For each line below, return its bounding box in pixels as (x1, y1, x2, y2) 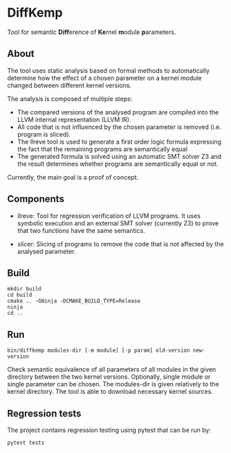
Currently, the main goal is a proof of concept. (7, 173, 139, 181)
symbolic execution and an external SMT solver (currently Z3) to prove (17, 219, 219, 227)
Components (7, 193, 64, 205)
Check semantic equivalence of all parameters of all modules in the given (7, 366, 216, 374)
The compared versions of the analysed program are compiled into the (17, 108, 219, 116)
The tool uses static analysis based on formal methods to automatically (7, 66, 210, 74)
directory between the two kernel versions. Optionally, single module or (7, 373, 211, 381)
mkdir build (7, 286, 41, 293)
